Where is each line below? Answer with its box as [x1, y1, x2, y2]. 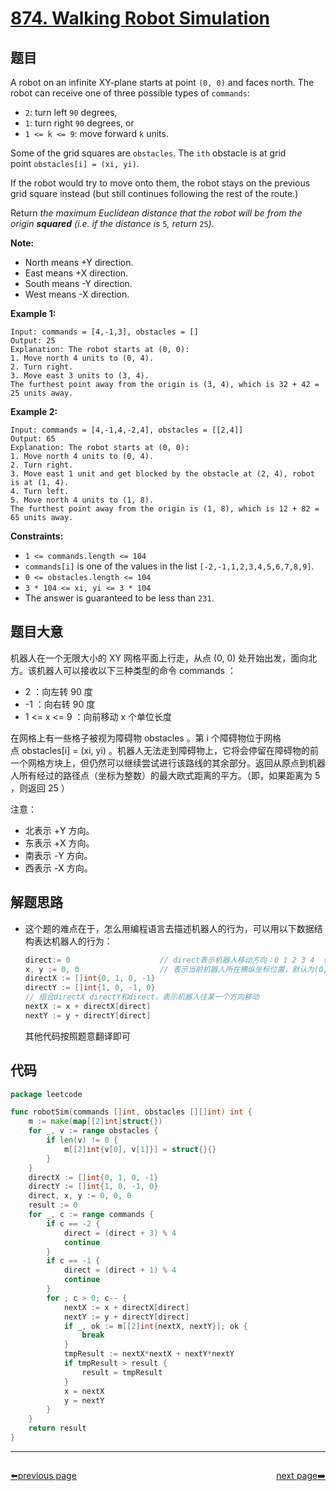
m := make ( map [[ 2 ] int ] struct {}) [28, 1117, 163, 1127]
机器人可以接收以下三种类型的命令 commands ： [36, 664, 237, 676]
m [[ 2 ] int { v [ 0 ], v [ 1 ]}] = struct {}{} [63, 1144, 217, 1154]
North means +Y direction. [24, 257, 134, 268]
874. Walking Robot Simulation [10, 7, 270, 30]
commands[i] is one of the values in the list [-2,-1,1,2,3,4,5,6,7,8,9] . [24, 560, 315, 572]
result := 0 [28, 1200, 78, 1211]
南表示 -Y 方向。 [24, 849, 93, 861]
